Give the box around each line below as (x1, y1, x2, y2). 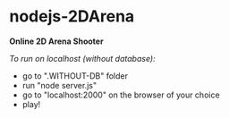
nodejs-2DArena (9, 6, 135, 27)
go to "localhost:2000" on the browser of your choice (21, 89, 221, 100)
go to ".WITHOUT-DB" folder (21, 70, 128, 81)
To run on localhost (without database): (9, 53, 156, 63)
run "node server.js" (21, 80, 97, 90)
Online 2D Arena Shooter (9, 36, 105, 46)
